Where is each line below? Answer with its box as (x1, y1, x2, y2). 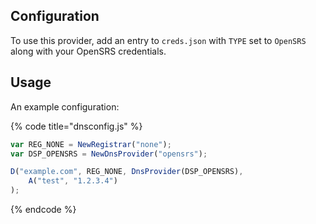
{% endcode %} (10, 204, 77, 215)
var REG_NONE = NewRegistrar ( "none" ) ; (10, 139, 172, 149)
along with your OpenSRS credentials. (10, 45, 167, 57)
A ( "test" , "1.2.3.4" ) (28, 176, 118, 186)
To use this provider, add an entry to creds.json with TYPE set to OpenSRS (10, 34, 307, 46)
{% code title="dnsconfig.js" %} (10, 120, 143, 132)
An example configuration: (10, 100, 120, 113)
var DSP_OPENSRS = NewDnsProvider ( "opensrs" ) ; (10, 149, 208, 159)
